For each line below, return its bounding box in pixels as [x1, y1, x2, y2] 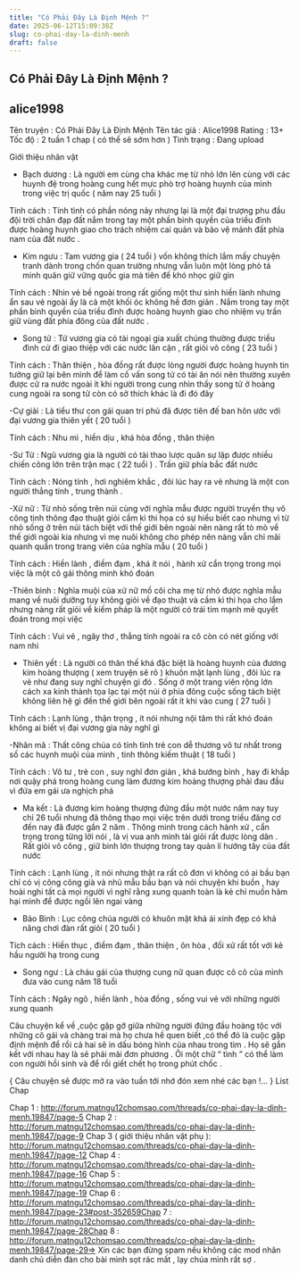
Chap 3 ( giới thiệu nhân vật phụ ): [86, 1131, 212, 1142]
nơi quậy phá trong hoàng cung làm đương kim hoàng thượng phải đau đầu [9, 776, 284, 786]
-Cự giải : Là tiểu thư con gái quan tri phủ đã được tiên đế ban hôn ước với [9, 405, 281, 416]
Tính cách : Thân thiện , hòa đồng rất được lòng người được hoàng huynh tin [9, 360, 290, 370]
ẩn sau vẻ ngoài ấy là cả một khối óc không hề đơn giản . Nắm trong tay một [9, 296, 290, 308]
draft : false [9, 37, 58, 47]
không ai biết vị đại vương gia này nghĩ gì [9, 722, 161, 733]
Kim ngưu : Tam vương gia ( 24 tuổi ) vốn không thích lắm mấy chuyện [21, 251, 281, 262]
